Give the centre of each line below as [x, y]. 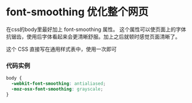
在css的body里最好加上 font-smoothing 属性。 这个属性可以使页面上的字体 [96, 29]
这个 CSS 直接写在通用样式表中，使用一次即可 [61, 49]
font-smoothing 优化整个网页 [77, 12]
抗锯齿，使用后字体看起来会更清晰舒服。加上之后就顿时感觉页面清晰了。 [93, 36]
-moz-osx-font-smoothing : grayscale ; [57, 89]
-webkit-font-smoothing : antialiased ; [59, 84]
